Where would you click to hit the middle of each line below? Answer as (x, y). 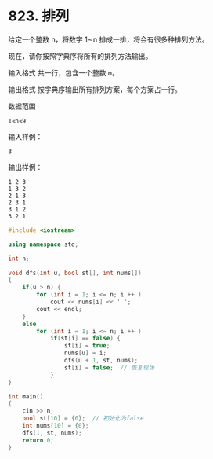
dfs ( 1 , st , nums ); (52, 433)
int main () (26, 397)
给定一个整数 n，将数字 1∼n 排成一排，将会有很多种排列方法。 (108, 39)
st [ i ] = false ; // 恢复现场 (109, 367)
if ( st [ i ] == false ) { (85, 339)
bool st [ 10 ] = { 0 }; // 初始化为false (83, 419)
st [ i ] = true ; (87, 346)
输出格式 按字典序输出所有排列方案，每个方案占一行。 (95, 89)
